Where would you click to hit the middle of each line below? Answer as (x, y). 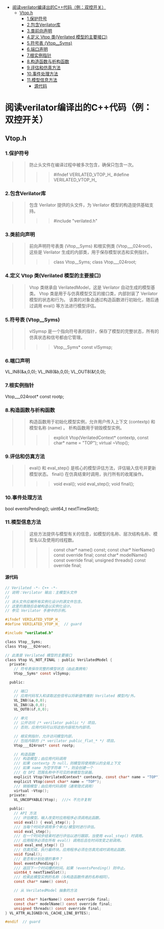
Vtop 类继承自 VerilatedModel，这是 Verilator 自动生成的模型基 (92, 287)
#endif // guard (23, 922)
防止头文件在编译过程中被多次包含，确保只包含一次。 (83, 165)
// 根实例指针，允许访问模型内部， (44, 736)
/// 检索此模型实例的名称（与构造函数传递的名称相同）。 (63, 877)
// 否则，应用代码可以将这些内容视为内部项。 (53, 727)
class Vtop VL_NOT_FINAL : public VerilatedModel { (59, 660)
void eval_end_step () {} (39, 845)
